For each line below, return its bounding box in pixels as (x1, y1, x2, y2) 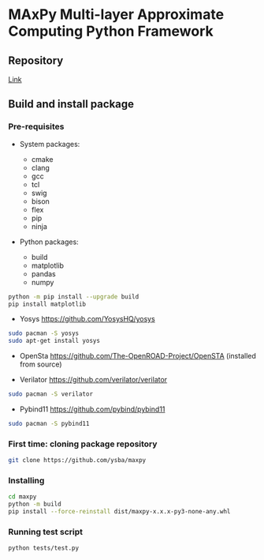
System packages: (19, 139, 80, 148)
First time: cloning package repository (8, 438, 158, 449)
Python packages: (19, 237, 79, 246)
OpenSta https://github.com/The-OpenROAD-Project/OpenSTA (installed (19, 351, 256, 361)
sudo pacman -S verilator (8, 390, 93, 398)
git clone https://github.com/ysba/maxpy (8, 457, 147, 464)
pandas (31, 269, 57, 278)
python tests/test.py (8, 544, 80, 552)
